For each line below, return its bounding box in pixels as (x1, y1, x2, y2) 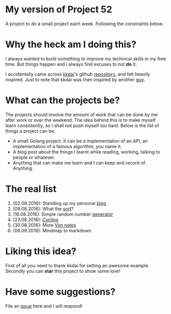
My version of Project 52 (5, 4, 112, 15)
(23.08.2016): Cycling (12, 216, 59, 223)
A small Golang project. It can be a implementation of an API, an (12, 138, 148, 144)
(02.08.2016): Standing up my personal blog (12, 200, 106, 206)
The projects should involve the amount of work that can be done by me (5, 112, 158, 118)
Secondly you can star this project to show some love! (5, 268, 121, 274)
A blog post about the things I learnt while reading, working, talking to (12, 149, 160, 155)
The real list (5, 183, 56, 195)
